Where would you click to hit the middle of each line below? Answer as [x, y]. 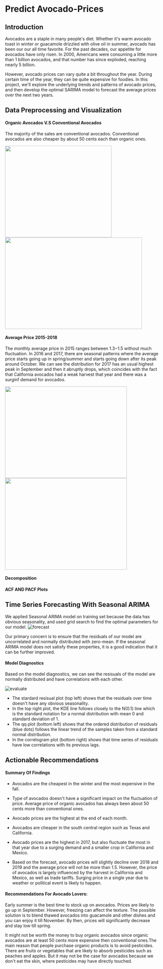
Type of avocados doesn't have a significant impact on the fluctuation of [85, 798]
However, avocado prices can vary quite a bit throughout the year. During [79, 74]
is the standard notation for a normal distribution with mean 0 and [78, 714]
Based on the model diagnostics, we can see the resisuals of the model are [80, 674]
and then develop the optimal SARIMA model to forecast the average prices [81, 90]
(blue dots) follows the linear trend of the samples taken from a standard [85, 729]
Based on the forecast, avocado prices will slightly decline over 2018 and [85, 862]
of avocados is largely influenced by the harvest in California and [77, 872]
